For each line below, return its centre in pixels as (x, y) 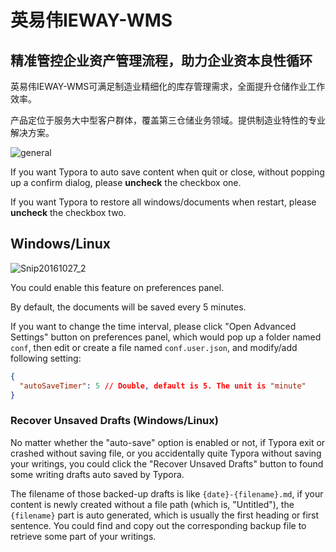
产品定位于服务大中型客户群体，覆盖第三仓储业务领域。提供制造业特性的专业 (168, 120)
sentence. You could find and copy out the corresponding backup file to (158, 525)
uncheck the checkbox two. (68, 212)
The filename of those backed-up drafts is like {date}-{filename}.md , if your (167, 493)
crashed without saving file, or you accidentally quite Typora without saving (166, 453)
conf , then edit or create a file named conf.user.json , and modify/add (154, 347)
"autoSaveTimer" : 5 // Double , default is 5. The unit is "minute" (163, 386)
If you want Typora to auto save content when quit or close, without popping (167, 172)
